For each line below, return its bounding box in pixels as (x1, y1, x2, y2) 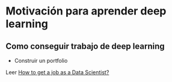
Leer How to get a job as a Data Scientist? (5, 69, 109, 76)
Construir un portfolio (14, 57, 68, 64)
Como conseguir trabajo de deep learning (5, 41, 165, 51)
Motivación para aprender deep (5, 4, 167, 18)
